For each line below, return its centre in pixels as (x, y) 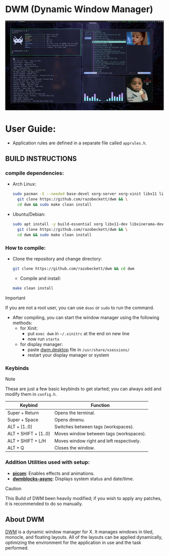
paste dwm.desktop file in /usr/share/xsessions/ (78, 349)
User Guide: (31, 129)
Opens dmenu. (70, 420)
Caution (13, 488)
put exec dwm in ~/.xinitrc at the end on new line (78, 333)
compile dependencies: (35, 173)
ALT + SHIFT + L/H (27, 441)
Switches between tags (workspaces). (94, 427)
